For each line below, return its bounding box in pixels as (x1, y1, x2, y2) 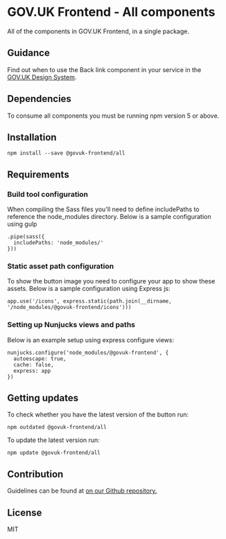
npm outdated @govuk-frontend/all (7, 424, 107, 431)
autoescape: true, (13, 355, 67, 362)
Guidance (7, 47, 50, 59)
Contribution (7, 468, 64, 480)
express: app (13, 367, 51, 374)
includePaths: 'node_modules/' (13, 240, 104, 247)
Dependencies (7, 93, 71, 105)
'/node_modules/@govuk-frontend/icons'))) (7, 304, 132, 311)
